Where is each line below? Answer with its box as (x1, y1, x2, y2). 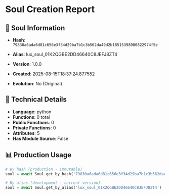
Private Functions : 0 (12, 125, 56, 131)
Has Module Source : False (12, 135, 69, 141)
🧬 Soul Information (5, 24, 65, 32)
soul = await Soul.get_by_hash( (5, 171, 73, 176)
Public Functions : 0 (12, 119, 54, 125)
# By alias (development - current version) (5, 180, 101, 185)
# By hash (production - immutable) (5, 167, 82, 172)
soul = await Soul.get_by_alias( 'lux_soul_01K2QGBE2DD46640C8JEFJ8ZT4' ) (5, 185, 162, 190)
